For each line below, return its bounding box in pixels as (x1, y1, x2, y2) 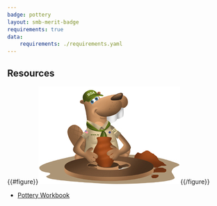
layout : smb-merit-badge (7, 18, 79, 26)
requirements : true (7, 26, 64, 33)
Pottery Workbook (17, 191, 70, 199)
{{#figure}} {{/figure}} (7, 177, 210, 186)
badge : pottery (7, 11, 51, 18)
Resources (7, 67, 55, 79)
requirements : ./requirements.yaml (19, 40, 123, 48)
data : (7, 33, 23, 40)
